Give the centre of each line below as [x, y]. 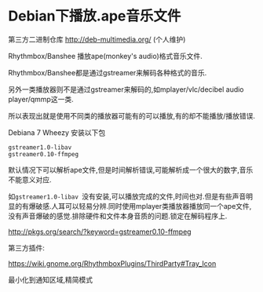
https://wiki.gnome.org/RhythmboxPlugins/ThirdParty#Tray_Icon [112, 263]
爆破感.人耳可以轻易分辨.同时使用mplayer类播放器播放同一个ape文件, [140, 206]
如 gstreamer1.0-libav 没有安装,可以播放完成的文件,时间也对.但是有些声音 [127, 196]
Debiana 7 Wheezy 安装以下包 [57, 132]
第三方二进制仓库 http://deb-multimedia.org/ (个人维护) [97, 39]
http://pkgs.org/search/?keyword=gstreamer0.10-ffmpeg [100, 232]
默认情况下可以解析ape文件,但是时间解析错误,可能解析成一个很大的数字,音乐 [131, 170]
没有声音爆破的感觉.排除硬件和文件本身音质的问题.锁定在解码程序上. [118, 216]
